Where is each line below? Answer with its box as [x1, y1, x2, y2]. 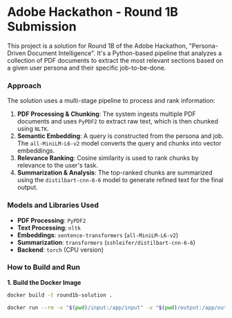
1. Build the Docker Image [7, 278, 81, 286]
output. [17, 183, 38, 192]
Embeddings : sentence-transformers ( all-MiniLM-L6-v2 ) [17, 230, 179, 239]
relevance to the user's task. [17, 161, 99, 170]
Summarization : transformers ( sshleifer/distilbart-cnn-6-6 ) [17, 238, 195, 246]
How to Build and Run [7, 263, 81, 272]
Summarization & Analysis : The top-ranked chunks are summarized [17, 168, 213, 177]
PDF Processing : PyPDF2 [17, 216, 86, 224]
